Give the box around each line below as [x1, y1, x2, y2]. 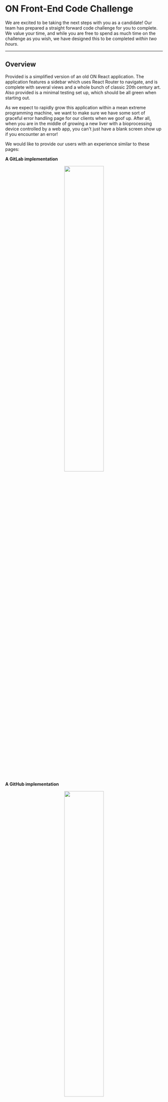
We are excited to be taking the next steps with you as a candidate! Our [5, 20, 152, 26]
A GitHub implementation [5, 781, 59, 787]
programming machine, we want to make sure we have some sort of [5, 110, 145, 116]
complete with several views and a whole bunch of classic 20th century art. [5, 84, 161, 90]
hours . [5, 41, 18, 47]
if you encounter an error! [5, 131, 58, 137]
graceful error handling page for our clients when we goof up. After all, [5, 115, 151, 121]
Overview [5, 60, 36, 69]
